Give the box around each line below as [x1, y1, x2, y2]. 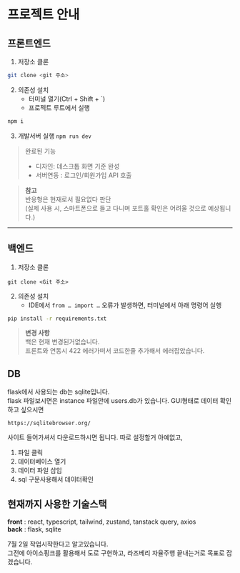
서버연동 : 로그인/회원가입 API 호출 [35, 171, 132, 179]
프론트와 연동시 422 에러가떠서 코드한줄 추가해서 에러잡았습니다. [24, 347, 205, 355]
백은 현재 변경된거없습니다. [24, 337, 100, 347]
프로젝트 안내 [7, 6, 80, 23]
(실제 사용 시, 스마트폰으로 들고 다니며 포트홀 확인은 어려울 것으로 [24, 204, 207, 212]
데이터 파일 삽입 [17, 466, 62, 475]
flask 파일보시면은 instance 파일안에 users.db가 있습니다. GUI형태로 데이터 [7, 397, 219, 405]
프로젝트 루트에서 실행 [28, 103, 91, 111]
